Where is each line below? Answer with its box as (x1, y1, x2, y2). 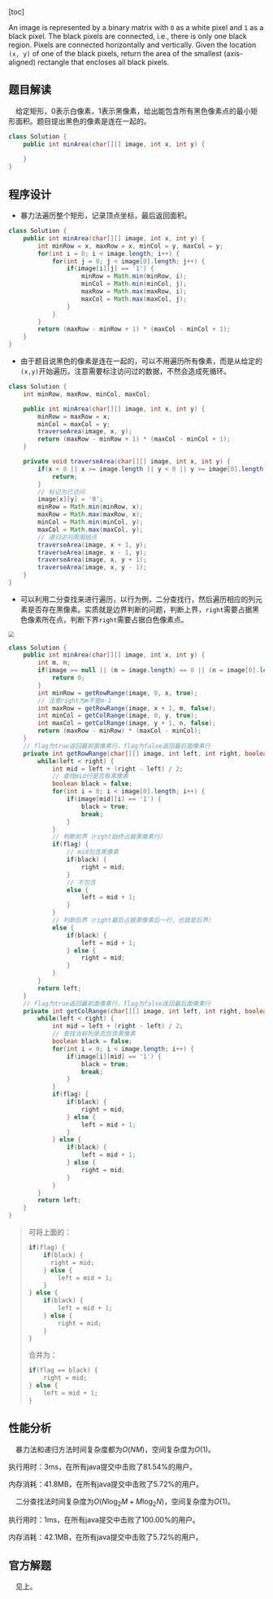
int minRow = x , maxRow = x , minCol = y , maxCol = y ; (37, 242, 223, 250)
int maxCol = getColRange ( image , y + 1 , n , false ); (37, 719, 217, 727)
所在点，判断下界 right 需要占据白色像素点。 (41, 614, 188, 624)
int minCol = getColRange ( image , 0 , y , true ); (37, 712, 198, 720)
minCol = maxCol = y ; (37, 420, 111, 428)
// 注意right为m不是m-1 (37, 696, 112, 705)
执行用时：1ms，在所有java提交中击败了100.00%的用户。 (8, 1515, 201, 1525)
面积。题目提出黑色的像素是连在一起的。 (15, 116, 151, 125)
